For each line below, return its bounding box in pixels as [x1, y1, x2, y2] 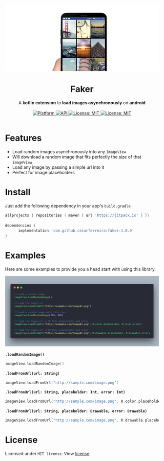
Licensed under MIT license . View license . [5, 451, 91, 457]
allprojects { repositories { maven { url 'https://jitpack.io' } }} [5, 213, 150, 218]
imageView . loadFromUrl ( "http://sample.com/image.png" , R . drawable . [5, 418, 145, 423]
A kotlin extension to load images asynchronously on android [19, 99, 145, 106]
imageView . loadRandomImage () [5, 361, 64, 366]
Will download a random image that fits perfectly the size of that [12, 154, 142, 160]
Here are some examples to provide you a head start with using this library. [5, 266, 156, 272]
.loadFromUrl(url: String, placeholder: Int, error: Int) [5, 390, 125, 395]
